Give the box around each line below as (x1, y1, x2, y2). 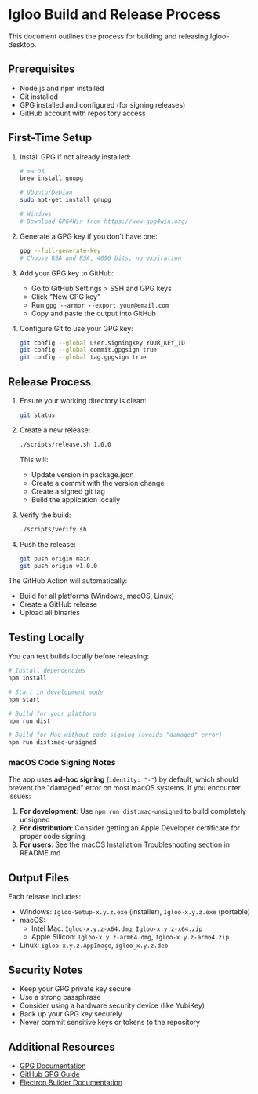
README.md (19, 848, 61, 858)
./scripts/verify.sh (19, 525, 87, 533)
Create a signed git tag (31, 487, 106, 496)
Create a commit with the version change (31, 478, 165, 487)
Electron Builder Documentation (19, 1078, 123, 1087)
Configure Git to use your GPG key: (19, 323, 133, 333)
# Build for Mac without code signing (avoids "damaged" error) (8, 731, 223, 739)
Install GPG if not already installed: (19, 151, 131, 162)
